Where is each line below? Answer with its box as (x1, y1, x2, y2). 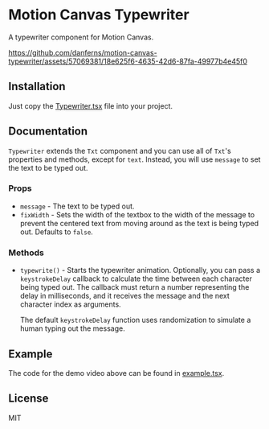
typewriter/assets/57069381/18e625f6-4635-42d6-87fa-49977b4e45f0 (8, 56, 247, 66)
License (8, 392, 49, 406)
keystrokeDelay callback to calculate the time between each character (19, 274, 253, 283)
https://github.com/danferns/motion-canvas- (8, 47, 158, 57)
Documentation (8, 125, 88, 138)
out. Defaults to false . (19, 227, 94, 237)
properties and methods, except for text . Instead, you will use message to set (8, 155, 261, 164)
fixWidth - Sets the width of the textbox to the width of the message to (19, 209, 255, 219)
